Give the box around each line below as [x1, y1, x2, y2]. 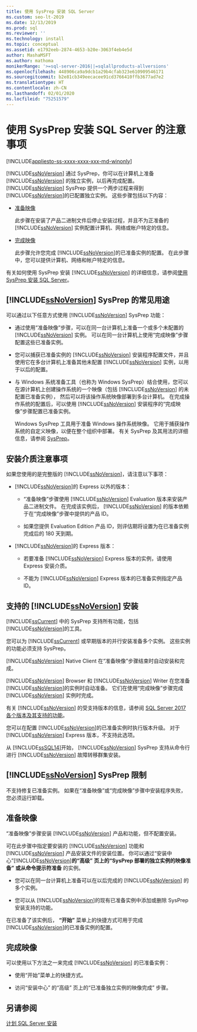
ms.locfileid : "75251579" [6, 96, 69, 102]
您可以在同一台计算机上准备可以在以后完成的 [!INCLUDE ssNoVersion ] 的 [14, 876, 189, 884]
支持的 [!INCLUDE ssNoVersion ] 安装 [6, 601, 139, 611]
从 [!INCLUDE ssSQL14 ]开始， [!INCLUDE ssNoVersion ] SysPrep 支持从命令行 [6, 744, 191, 751]
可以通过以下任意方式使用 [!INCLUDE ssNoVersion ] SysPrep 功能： [6, 312, 166, 319]
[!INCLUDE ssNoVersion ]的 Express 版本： [14, 543, 116, 550]
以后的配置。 [19, 366, 51, 373]
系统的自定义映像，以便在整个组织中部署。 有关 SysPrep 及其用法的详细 [14, 428, 189, 435]
